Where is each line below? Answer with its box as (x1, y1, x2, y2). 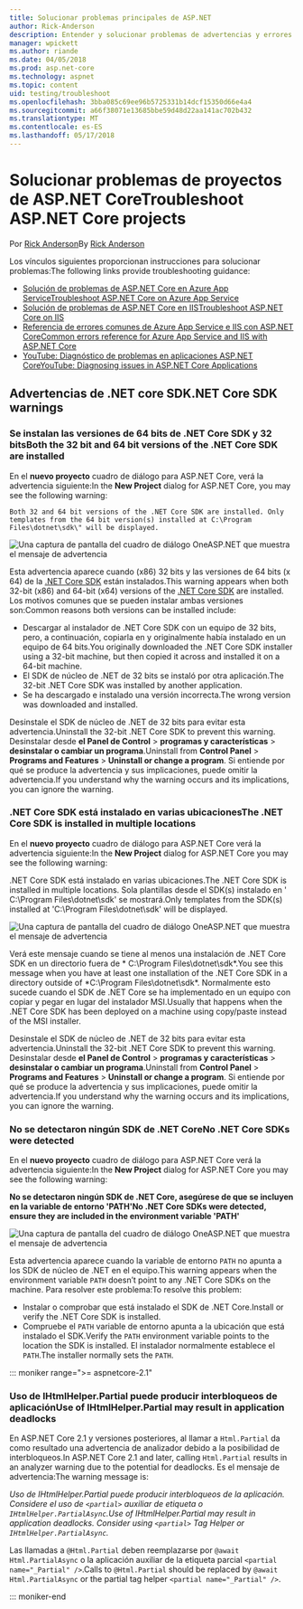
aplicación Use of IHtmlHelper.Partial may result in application (9, 1401, 285, 1414)
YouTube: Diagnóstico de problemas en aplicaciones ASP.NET (22, 350, 253, 361)
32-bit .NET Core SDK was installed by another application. (22, 679, 243, 690)
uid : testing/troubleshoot (9, 89, 111, 98)
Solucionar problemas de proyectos (9, 170, 282, 191)
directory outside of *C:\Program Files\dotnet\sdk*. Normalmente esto (9, 977, 271, 988)
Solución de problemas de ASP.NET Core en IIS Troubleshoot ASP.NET (22, 302, 284, 313)
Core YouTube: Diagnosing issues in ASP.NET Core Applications (22, 359, 258, 371)
